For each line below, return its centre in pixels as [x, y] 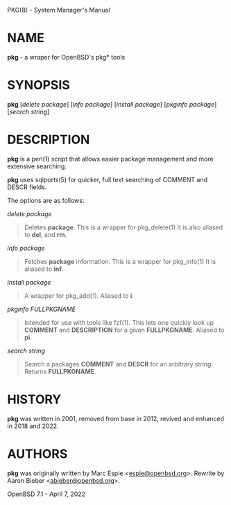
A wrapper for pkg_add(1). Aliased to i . [79, 295]
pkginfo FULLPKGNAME [42, 309]
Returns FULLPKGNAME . [60, 371]
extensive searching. [37, 166]
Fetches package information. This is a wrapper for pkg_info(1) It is [120, 261]
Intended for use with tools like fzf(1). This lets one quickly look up [119, 322]
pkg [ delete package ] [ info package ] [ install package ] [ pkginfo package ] [112, 104]
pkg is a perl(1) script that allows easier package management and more [110, 159]
